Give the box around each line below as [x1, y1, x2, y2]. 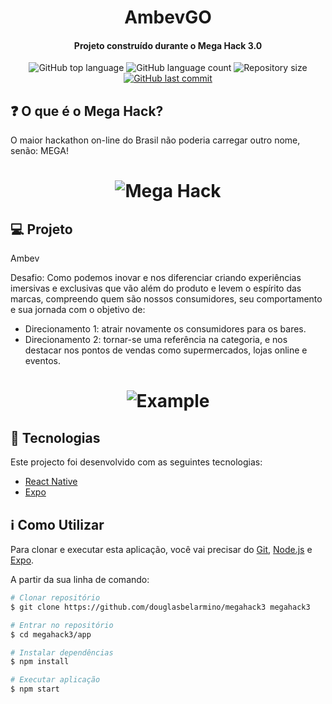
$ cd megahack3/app [10, 629, 92, 640]
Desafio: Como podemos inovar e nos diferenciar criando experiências [10, 272, 302, 284]
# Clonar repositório [10, 593, 101, 603]
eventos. [24, 355, 61, 367]
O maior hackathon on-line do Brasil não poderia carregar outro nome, [10, 134, 301, 146]
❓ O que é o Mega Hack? [10, 102, 164, 120]
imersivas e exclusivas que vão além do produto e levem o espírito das [10, 282, 302, 295]
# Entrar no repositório [10, 620, 114, 630]
